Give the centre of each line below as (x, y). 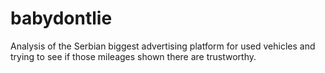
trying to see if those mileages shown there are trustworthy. (133, 56)
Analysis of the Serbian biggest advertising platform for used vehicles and (163, 46)
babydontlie (61, 18)
